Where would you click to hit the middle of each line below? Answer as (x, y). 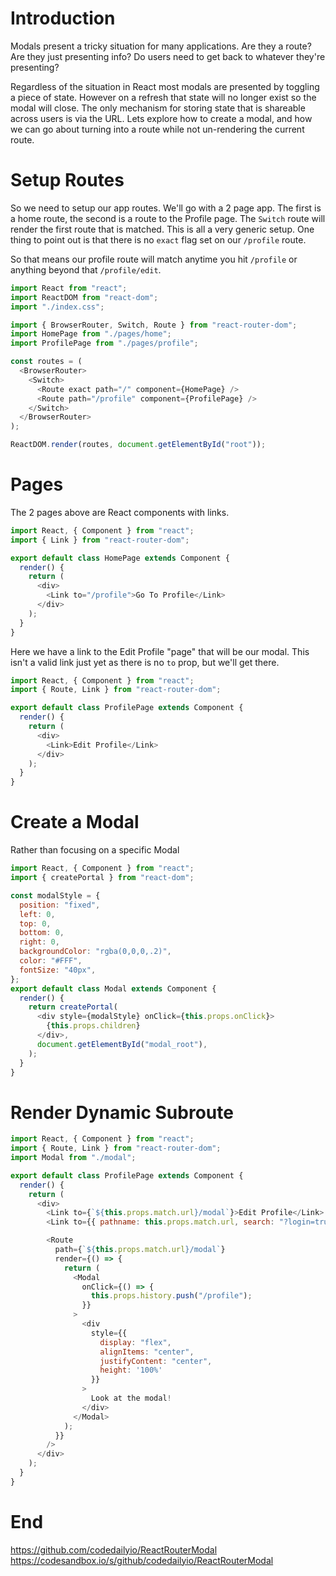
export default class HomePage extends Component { (120, 558)
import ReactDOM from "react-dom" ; (84, 297)
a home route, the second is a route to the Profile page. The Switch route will (168, 218)
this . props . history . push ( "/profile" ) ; (171, 1296)
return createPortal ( (73, 1007)
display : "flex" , (135, 1342)
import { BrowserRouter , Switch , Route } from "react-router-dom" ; (154, 325)
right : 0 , (39, 942)
